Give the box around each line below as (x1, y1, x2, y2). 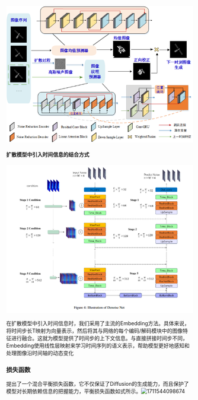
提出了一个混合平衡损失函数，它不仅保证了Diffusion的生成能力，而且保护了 (6, 380, 190, 388)
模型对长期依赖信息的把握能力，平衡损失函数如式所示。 (6, 388, 141, 395)
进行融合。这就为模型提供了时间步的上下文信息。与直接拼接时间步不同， (11, 335, 188, 342)
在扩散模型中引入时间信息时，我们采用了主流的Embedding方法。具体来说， (6, 320, 190, 327)
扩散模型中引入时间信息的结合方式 (6, 151, 90, 158)
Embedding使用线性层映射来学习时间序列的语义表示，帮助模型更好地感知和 (6, 342, 190, 350)
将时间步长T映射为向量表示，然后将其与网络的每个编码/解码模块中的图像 (6, 327, 183, 335)
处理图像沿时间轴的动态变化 (6, 350, 74, 357)
